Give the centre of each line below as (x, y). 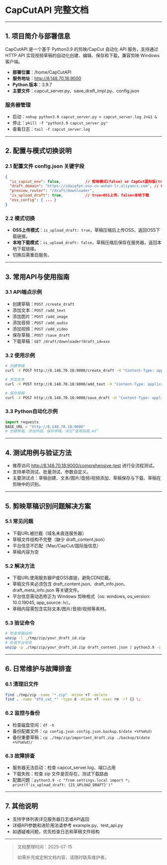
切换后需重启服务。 (32, 255)
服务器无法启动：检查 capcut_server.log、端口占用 (64, 767)
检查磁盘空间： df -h (33, 725)
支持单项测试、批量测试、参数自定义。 (51, 472)
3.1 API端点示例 (24, 292)
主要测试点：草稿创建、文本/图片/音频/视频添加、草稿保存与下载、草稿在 (86, 478)
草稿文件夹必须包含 (32, 584)
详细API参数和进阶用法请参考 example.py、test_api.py (68, 825)
